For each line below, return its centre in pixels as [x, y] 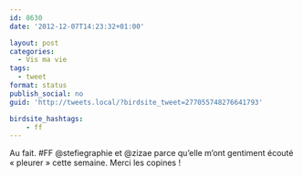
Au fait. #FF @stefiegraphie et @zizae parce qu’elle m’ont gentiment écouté [151, 153]
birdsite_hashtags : [47, 119]
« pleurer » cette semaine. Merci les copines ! [95, 163]
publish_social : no [47, 94]
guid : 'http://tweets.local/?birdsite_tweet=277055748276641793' [136, 102]
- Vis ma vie [42, 60]
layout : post [34, 43]
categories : [32, 51]
